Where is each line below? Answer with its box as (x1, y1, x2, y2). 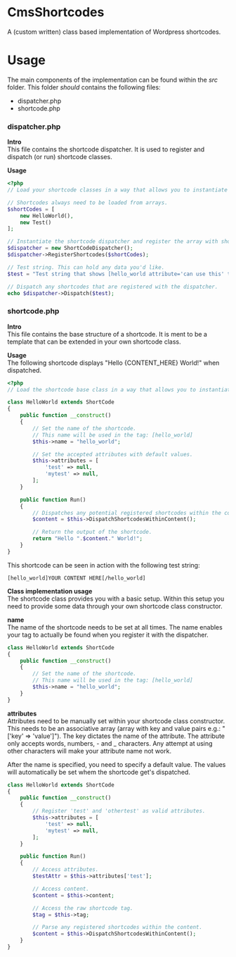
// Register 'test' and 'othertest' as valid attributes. (32, 808, 206, 815)
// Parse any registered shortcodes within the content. (32, 924, 202, 931)
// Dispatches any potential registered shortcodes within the (32, 509, 221, 516)
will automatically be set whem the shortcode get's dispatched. (7, 768, 191, 776)
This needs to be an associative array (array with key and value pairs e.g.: (7, 724, 221, 732)
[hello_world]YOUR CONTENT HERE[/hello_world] (7, 575, 146, 582)
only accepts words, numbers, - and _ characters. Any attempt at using (7, 739, 213, 747)
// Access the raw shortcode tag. (32, 904, 133, 912)
